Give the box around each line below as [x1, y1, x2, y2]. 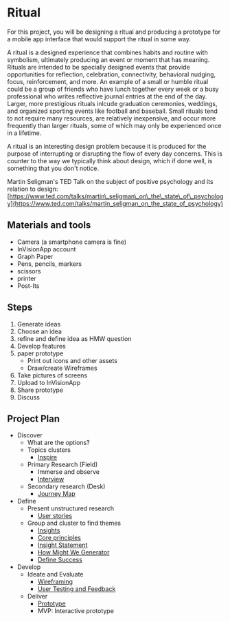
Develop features [16, 342, 67, 350]
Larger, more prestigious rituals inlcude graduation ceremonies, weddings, [7, 99, 218, 107]
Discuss [16, 393, 40, 401]
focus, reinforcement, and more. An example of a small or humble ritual [7, 77, 209, 85]
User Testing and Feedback [37, 585, 116, 593]
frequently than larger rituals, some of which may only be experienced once [7, 121, 222, 129]
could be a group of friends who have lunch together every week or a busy [7, 85, 219, 93]
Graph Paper [16, 252, 54, 260]
